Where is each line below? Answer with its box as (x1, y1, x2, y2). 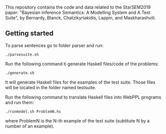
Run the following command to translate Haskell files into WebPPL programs (5, 94, 162, 100)
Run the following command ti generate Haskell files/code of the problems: (5, 61, 159, 67)
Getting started (5, 29, 54, 38)
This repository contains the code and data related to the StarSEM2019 (5, 4, 151, 10)
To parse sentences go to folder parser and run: (5, 42, 104, 48)
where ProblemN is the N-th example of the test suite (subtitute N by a (5, 118, 150, 124)
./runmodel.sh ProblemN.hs (5, 109, 61, 114)
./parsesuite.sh (5, 52, 39, 57)
